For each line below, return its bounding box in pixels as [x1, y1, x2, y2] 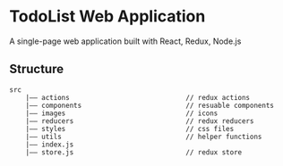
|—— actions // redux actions [25, 93, 251, 102]
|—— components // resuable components [25, 101, 275, 110]
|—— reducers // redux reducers [25, 116, 254, 126]
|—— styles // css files [25, 124, 235, 133]
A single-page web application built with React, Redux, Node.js [9, 36, 242, 46]
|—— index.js [25, 140, 74, 149]
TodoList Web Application [9, 6, 206, 27]
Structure [9, 62, 64, 77]
